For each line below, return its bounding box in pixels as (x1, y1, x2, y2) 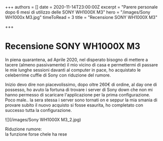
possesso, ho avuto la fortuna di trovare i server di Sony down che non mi (5, 87, 153, 93)
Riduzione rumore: (5, 126, 42, 132)
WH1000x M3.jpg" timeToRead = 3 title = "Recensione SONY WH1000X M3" (5, 15, 158, 20)
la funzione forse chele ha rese (5, 131, 67, 137)
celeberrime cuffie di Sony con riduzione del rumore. (5, 72, 111, 78)
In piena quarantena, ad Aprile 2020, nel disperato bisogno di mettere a (5, 57, 148, 63)
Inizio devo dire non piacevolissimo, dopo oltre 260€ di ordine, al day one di (5, 81, 157, 87)
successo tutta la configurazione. (5, 107, 72, 113)
